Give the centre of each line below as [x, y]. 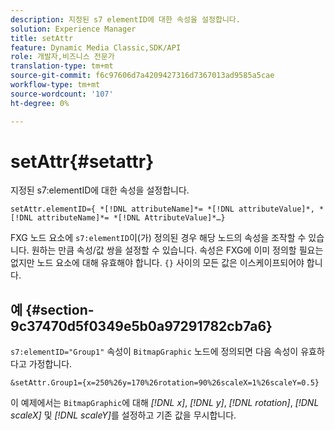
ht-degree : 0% [40, 103]
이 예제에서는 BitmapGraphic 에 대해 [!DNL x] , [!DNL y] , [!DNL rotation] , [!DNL [165, 403]
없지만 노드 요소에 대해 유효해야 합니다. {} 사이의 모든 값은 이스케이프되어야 [157, 263]
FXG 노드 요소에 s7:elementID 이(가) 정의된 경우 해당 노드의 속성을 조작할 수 [158, 238]
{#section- [60, 309]
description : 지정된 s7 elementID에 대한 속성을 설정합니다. [125, 19]
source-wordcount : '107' [62, 94]
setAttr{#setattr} [82, 161]
